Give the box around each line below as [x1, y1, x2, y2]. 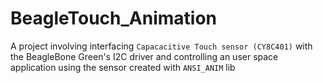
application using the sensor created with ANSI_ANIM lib [10, 61, 236, 73]
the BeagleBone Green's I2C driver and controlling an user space [10, 50, 279, 62]
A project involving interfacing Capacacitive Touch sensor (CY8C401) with [10, 40, 313, 52]
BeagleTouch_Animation [10, 7, 218, 30]
